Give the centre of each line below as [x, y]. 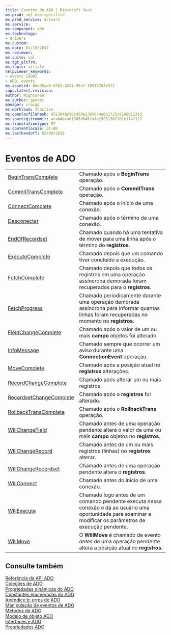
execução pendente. [104, 527]
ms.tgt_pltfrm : [21, 62]
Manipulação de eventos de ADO [40, 605]
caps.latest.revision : [29, 90]
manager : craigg [22, 105]
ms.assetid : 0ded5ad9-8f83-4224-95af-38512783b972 [60, 86]
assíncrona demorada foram [113, 281]
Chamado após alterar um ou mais [120, 380]
